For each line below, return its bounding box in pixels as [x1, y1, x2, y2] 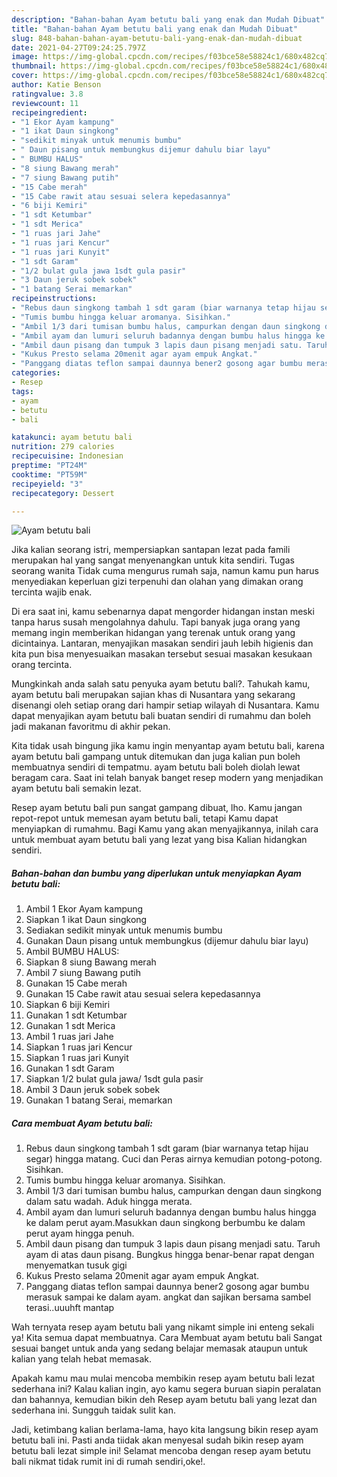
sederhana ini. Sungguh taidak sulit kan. [11, 1404, 176, 1416]
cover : [11, 71, 39, 81]
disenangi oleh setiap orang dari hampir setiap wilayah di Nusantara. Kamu [11, 699, 320, 711]
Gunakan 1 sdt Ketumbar [25, 1009, 128, 1021]
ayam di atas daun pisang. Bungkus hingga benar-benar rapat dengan [25, 1249, 315, 1261]
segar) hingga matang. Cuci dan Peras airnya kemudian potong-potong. [25, 1153, 323, 1165]
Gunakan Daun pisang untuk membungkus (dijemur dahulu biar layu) [25, 935, 309, 947]
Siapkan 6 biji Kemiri [25, 999, 111, 1011]
